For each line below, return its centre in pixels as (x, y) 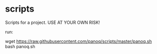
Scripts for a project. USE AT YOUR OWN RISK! (52, 22)
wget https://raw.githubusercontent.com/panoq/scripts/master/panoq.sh (78, 41)
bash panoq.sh (20, 46)
